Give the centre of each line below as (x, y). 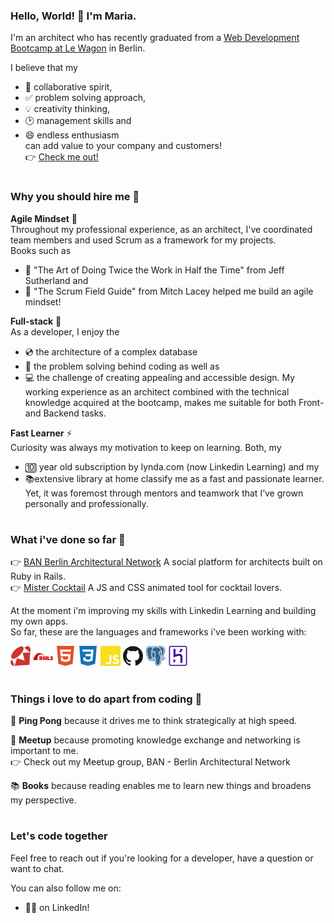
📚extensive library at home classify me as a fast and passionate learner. (174, 478)
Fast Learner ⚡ (41, 433)
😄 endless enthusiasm (72, 135)
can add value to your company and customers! (123, 146)
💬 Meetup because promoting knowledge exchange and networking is (155, 740)
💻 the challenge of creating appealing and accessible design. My (160, 377)
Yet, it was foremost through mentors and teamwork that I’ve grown (164, 493)
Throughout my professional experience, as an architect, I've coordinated (161, 229)
